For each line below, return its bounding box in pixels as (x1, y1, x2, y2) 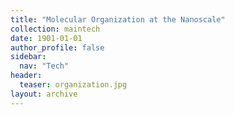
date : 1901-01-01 (10, 33, 83, 43)
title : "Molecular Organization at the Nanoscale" (10, 14, 226, 25)
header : (10, 71, 43, 81)
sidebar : (10, 52, 47, 62)
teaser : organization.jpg (19, 80, 128, 90)
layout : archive (10, 89, 78, 99)
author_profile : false (10, 42, 105, 53)
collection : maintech (10, 24, 101, 34)
